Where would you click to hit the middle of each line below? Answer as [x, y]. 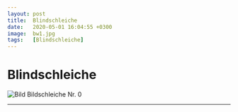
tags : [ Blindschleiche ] [45, 40]
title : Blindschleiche [42, 20]
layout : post [27, 14]
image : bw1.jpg [31, 33]
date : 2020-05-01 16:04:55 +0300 [60, 27]
